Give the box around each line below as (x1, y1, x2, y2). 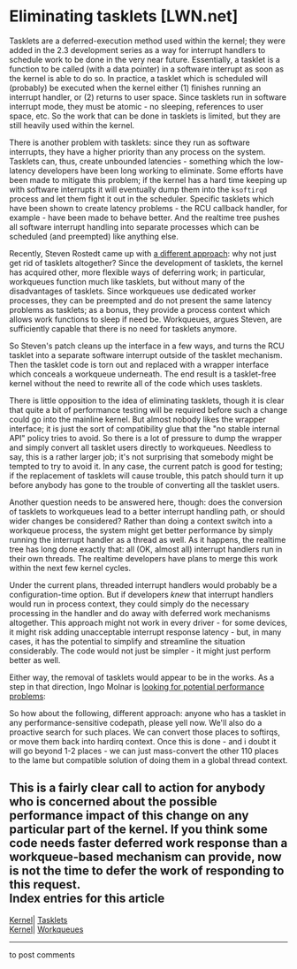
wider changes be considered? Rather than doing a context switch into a (9, 515, 273, 526)
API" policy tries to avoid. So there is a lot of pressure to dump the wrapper (9, 432, 283, 443)
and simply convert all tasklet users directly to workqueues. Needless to (9, 442, 272, 453)
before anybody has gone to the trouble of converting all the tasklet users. (9, 479, 280, 490)
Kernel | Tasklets (9, 914, 68, 925)
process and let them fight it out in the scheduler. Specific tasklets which (9, 193, 274, 204)
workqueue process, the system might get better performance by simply (9, 524, 274, 536)
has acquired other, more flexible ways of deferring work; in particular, (9, 267, 266, 278)
